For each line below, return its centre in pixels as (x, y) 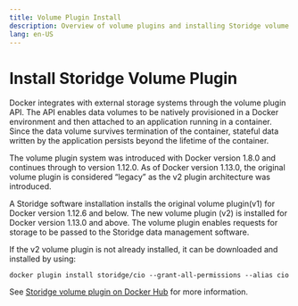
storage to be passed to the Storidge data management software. (129, 232)
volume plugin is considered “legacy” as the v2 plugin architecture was (140, 177)
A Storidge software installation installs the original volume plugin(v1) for (142, 204)
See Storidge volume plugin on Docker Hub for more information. (128, 292)
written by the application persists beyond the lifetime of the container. (139, 141)
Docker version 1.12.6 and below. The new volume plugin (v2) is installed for (149, 213)
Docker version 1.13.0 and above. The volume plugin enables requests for (144, 223)
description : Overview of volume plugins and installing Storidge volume (149, 26)
